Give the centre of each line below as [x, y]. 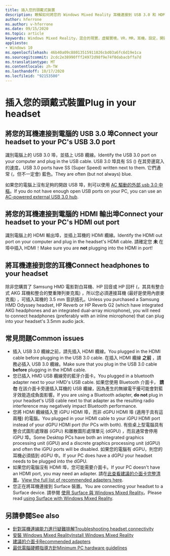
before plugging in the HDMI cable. [49, 370]
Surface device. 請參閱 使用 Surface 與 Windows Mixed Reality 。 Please [87, 493]
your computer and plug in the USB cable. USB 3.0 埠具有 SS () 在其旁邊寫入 [85, 161]
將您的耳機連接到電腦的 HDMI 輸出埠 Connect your [84, 214]
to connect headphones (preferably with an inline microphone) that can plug [85, 316]
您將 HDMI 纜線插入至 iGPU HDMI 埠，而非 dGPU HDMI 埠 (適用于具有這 [88, 412]
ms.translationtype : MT [30, 62]
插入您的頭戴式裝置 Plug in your [71, 103]
